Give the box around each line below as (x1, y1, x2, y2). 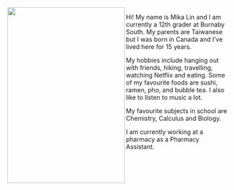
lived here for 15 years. (125, 43, 192, 51)
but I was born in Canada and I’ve (125, 35, 223, 43)
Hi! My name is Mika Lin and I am (125, 13, 221, 21)
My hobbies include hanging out (125, 56, 219, 64)
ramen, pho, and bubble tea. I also (125, 86, 225, 94)
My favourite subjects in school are (125, 107, 228, 115)
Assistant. (125, 142, 155, 151)
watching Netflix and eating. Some (125, 71, 226, 79)
